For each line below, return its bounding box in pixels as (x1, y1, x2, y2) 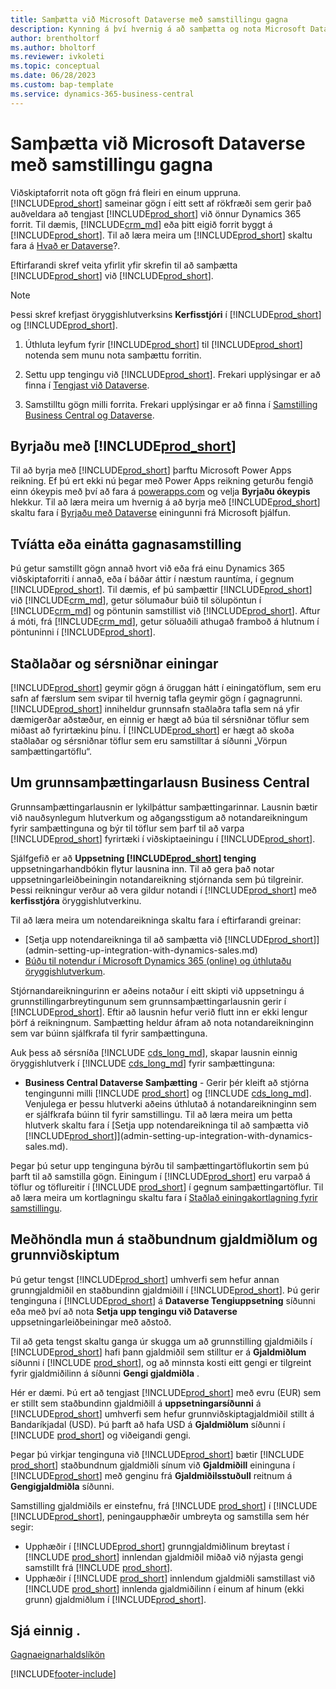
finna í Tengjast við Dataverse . (24, 379, 150, 391)
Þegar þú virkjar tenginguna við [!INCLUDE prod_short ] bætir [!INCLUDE (10, 1448, 305, 1460)
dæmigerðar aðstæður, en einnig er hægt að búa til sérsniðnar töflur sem (10, 714, 310, 725)
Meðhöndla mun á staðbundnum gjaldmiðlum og (10, 1231, 318, 1248)
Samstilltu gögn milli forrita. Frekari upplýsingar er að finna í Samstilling (24, 398, 318, 410)
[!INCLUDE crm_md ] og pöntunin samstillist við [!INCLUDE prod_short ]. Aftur (10, 605, 321, 617)
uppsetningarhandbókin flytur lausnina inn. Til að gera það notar (10, 862, 275, 875)
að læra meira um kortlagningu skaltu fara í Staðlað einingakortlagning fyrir (10, 1191, 318, 1203)
